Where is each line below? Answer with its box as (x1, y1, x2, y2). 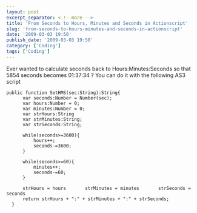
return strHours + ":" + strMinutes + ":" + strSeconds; (22, 195, 170, 202)
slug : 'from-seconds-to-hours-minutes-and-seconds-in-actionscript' (6, 25, 183, 32)
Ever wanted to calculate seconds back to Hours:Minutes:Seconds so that (6, 65, 191, 72)
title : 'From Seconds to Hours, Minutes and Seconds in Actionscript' (6, 20, 189, 26)
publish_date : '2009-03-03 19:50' (6, 37, 94, 43)
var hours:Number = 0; (22, 100, 80, 106)
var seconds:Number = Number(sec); (22, 95, 113, 101)
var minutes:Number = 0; (22, 106, 85, 112)
